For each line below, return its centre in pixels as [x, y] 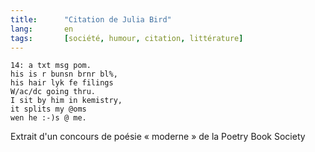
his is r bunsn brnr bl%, [64, 74]
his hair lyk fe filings [62, 83]
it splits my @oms [48, 109]
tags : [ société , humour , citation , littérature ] [127, 38]
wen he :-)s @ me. [48, 118]
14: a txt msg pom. [51, 66]
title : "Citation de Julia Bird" [91, 19]
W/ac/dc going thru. [53, 92]
